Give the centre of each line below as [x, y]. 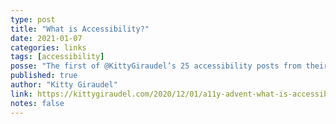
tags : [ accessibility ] [57, 57]
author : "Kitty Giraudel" [64, 85]
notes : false [37, 103]
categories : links [48, 47]
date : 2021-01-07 [46, 38]
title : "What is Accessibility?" [80, 29]
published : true [44, 76]
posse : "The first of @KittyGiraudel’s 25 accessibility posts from [156, 66]
